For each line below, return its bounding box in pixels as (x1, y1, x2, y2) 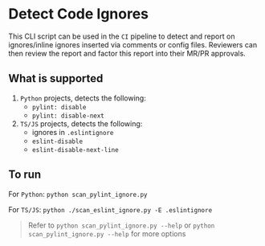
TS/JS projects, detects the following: (19, 118, 143, 129)
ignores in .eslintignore (31, 127, 114, 137)
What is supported (8, 72, 104, 85)
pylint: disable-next (31, 112, 104, 120)
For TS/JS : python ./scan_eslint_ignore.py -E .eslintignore (8, 204, 213, 214)
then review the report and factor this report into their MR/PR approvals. (8, 48, 247, 58)
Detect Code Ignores (8, 5, 149, 23)
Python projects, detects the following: (19, 93, 146, 103)
